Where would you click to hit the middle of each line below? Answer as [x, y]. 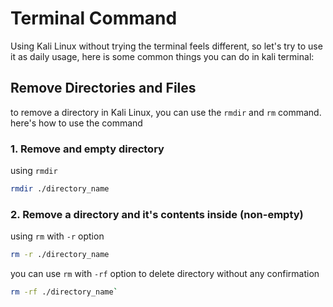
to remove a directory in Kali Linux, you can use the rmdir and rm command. [166, 112]
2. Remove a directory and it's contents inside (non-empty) [157, 214]
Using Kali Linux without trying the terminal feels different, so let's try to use [166, 46]
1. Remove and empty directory [87, 149]
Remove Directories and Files [103, 88]
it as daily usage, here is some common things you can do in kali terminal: [162, 56]
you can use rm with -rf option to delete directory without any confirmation [165, 274]
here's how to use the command [76, 123]
